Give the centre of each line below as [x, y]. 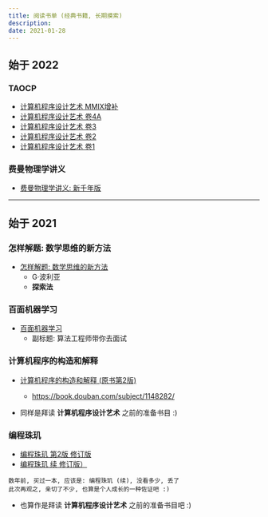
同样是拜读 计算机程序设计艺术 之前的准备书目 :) [99, 412]
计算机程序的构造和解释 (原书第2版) [78, 380]
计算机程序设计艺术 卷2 [58, 137]
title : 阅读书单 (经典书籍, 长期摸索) [65, 16]
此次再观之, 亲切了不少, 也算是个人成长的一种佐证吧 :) [89, 489]
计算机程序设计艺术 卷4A [61, 117]
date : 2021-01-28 [37, 30]
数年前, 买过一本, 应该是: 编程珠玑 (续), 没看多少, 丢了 [94, 480]
